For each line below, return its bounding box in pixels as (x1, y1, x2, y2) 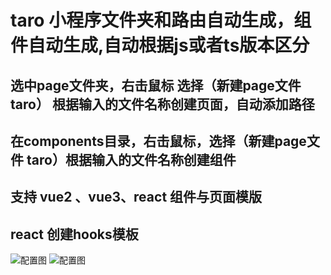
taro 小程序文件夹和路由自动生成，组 (10, 9, 312, 32)
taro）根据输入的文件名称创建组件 (26, 151, 237, 168)
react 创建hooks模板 (10, 226, 139, 243)
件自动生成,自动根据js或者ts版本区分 (10, 34, 310, 57)
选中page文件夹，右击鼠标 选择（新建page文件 (10, 77, 302, 94)
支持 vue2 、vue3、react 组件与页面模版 (10, 189, 263, 206)
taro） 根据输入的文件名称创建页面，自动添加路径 (10, 96, 315, 113)
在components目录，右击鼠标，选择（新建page (10, 132, 307, 150)
